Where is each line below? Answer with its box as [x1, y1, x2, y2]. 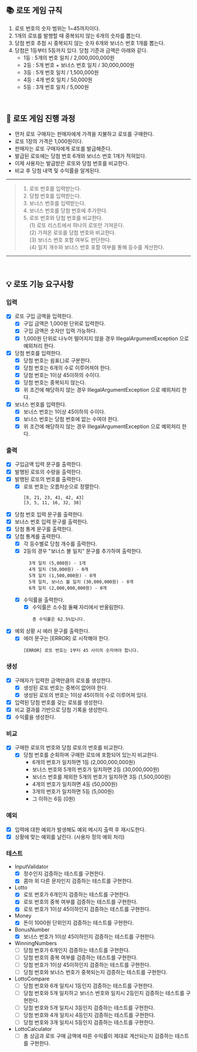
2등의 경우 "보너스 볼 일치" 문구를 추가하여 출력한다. [23, 548, 142, 555]
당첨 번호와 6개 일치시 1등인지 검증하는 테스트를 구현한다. [23, 982, 154, 989]
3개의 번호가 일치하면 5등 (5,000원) [32, 788, 114, 795]
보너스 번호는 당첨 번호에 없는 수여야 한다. [23, 416, 119, 423]
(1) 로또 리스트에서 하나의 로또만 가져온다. [29, 222, 125, 229]
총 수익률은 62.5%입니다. [32, 616, 86, 623]
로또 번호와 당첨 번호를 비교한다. [29, 214, 103, 221]
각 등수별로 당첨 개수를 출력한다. [23, 540, 97, 547]
